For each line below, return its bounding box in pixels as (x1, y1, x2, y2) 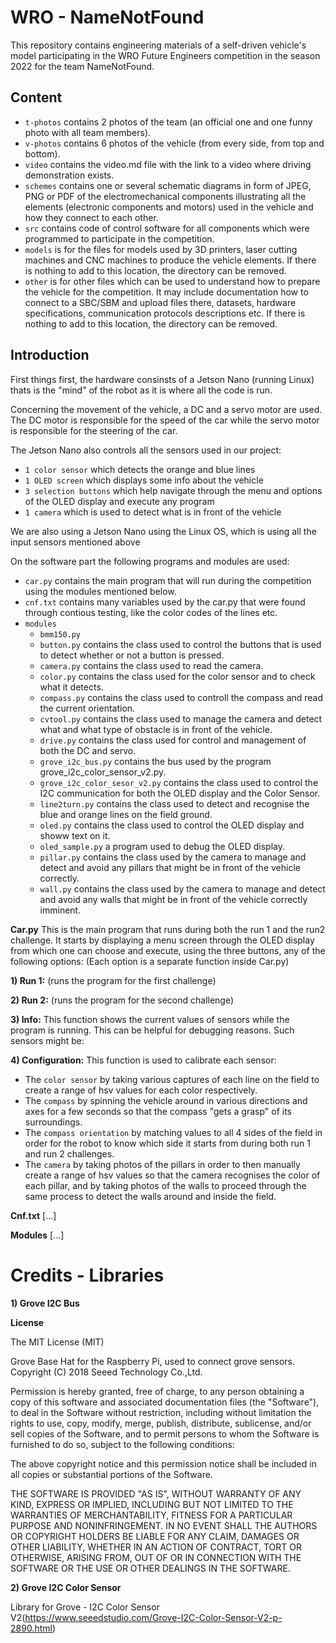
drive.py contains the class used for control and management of (39, 734, 307, 746)
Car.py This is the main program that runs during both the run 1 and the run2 (10, 923, 326, 935)
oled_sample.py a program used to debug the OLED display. (39, 840, 286, 852)
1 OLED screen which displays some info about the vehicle (24, 474, 264, 486)
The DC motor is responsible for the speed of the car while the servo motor (10, 414, 320, 426)
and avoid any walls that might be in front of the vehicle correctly (39, 893, 308, 905)
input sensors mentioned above (10, 536, 141, 548)
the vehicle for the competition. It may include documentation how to (24, 286, 309, 298)
